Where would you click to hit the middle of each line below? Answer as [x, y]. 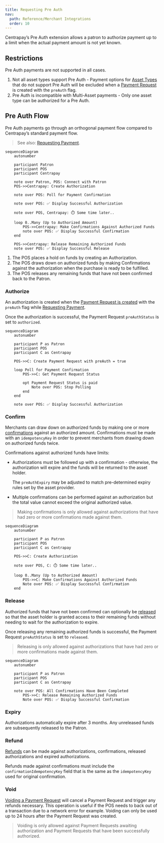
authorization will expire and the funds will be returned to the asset [80, 468]
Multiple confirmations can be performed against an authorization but [82, 497]
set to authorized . [23, 322]
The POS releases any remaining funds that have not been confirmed [82, 273]
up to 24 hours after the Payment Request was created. [61, 816]
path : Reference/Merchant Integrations [50, 19]
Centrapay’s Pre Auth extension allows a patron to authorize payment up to [81, 37]
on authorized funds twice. [32, 443]
